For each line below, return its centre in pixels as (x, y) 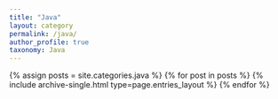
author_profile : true (49, 42)
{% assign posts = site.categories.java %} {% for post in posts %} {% (136, 75)
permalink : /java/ (43, 34)
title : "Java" (36, 17)
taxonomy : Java (37, 50)
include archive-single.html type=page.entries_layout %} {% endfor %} (139, 85)
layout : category (41, 26)
